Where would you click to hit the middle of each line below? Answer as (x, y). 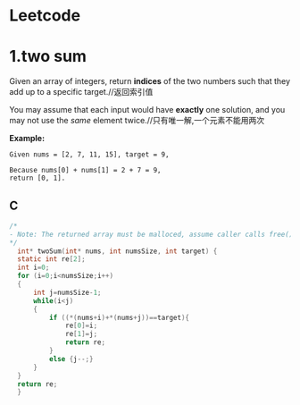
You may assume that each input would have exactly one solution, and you (147, 110)
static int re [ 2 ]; (52, 259)
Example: (27, 139)
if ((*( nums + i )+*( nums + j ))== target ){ (119, 317)
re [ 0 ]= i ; (82, 326)
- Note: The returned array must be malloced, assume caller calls (137, 234)
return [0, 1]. (37, 178)
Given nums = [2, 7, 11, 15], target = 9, (89, 155)
